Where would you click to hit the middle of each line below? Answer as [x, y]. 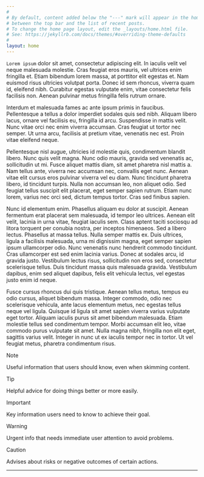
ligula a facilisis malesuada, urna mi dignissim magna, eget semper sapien [99, 241]
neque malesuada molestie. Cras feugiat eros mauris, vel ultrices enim [94, 69]
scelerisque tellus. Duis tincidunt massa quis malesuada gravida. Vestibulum [102, 267]
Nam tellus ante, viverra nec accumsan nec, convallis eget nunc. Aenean [97, 171]
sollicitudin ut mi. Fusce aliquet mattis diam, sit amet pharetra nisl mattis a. [99, 164]
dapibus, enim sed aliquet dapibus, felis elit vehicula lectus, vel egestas [96, 273]
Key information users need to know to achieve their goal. [78, 414]
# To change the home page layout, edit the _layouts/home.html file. [97, 29]
